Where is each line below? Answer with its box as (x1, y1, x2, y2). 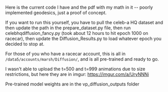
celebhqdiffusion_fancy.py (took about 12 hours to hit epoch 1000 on (5, 30, 148, 36)
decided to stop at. (5, 41, 45, 47)
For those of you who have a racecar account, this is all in (5, 51, 125, 57)
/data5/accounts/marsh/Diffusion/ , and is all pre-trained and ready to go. (5, 56, 159, 62)
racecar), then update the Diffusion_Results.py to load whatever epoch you (5, 35, 162, 41)
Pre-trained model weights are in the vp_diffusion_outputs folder (5, 81, 140, 87)
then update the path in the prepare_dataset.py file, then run (5, 25, 131, 31)
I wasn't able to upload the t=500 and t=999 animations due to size (5, 66, 146, 72)
